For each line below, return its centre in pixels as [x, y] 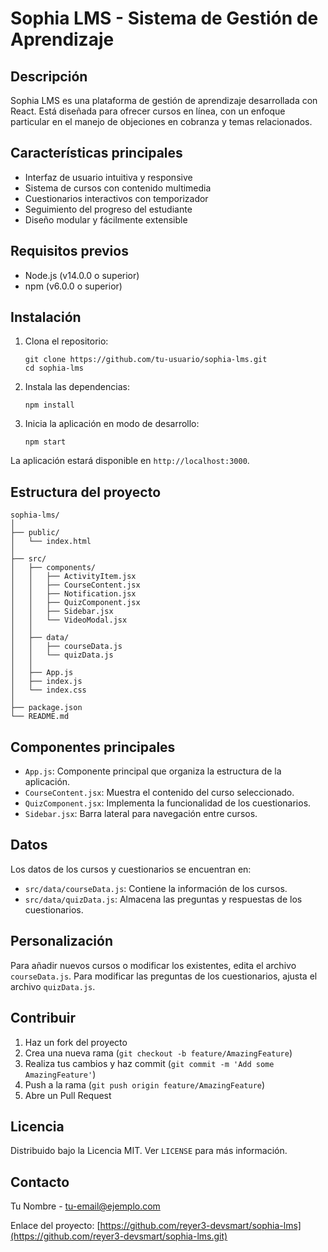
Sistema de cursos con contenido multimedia [118, 188]
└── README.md [40, 717]
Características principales [96, 153]
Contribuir [43, 1018]
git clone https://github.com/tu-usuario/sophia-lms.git [146, 360]
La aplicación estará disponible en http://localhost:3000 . [130, 461]
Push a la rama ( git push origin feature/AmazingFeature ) [145, 1084]
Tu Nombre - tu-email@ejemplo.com [85, 1206]
